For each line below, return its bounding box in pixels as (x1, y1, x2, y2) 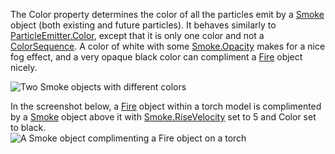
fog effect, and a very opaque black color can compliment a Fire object (10, 51, 303, 63)
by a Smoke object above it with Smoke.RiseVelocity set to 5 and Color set (10, 111, 317, 123)
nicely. (10, 62, 38, 73)
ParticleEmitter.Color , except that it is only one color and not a (10, 30, 265, 41)
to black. (10, 122, 47, 133)
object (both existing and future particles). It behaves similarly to (10, 19, 277, 31)
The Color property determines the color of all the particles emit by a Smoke (10, 9, 325, 20)
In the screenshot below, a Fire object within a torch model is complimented (10, 100, 322, 112)
